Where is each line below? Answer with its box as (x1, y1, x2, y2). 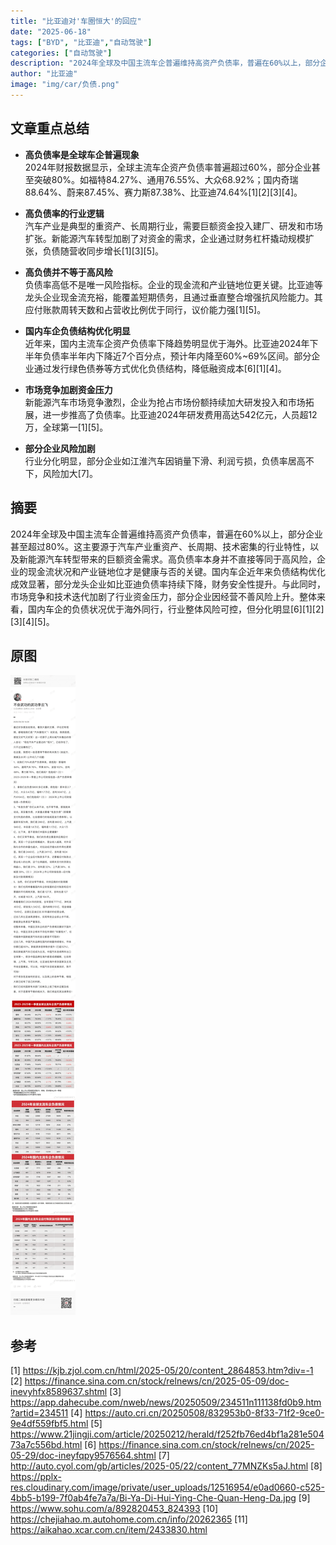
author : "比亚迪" (10, 69, 78, 79)
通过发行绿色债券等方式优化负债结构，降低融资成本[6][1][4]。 (33, 362, 287, 374)
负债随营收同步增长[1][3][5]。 (42, 245, 165, 257)
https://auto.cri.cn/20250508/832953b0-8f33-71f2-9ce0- (84, 1407, 325, 1419)
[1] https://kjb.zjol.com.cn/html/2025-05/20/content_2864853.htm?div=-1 (10, 1365, 314, 1377)
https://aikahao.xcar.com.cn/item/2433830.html (10, 1524, 208, 1536)
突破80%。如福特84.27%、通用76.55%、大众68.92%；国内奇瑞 (33, 173, 299, 185)
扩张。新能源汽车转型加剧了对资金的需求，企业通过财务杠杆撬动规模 (24, 232, 306, 244)
